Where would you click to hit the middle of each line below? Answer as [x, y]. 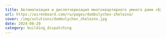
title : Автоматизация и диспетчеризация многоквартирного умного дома [79, 10]
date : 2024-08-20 [23, 23]
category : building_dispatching [38, 28]
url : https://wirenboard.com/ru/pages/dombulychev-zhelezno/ [69, 14]
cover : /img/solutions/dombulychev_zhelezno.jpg [56, 19]
